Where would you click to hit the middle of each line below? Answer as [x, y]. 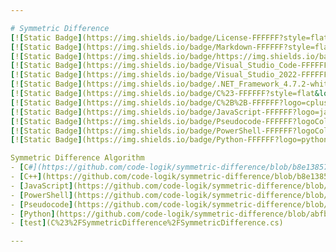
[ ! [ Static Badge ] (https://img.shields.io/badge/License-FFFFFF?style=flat [169, 37]
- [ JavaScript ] [42, 186]
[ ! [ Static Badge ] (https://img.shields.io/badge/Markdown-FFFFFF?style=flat [171, 47]
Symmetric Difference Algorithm [77, 158]
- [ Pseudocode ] [42, 204]
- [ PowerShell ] [42, 195]
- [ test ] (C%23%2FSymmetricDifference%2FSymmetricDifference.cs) [147, 223]
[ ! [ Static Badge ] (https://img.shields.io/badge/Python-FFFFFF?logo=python [169, 140]
